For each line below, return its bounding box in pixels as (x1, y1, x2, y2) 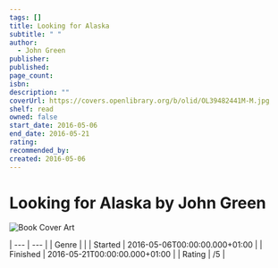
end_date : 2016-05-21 (9, 130, 90, 138)
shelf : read (9, 105, 54, 113)
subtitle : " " (9, 29, 63, 38)
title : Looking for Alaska (9, 21, 110, 30)
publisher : (9, 54, 50, 63)
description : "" (9, 88, 70, 96)
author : (9, 38, 38, 47)
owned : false (9, 113, 58, 121)
